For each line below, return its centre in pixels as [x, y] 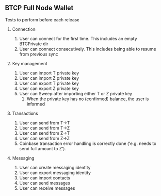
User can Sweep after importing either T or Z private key [76, 93]
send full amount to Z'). [43, 148]
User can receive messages [47, 188]
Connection [24, 29]
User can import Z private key [49, 78]
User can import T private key [49, 73]
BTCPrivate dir [34, 44]
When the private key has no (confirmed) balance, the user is [88, 99]
